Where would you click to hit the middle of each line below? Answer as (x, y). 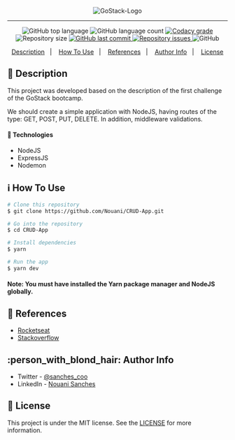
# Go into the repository (45, 223)
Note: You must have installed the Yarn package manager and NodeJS (111, 284)
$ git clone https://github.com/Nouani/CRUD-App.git (86, 211)
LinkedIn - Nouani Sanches (56, 384)
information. (25, 430)
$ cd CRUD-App (28, 230)
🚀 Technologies (30, 135)
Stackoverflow (38, 338)
